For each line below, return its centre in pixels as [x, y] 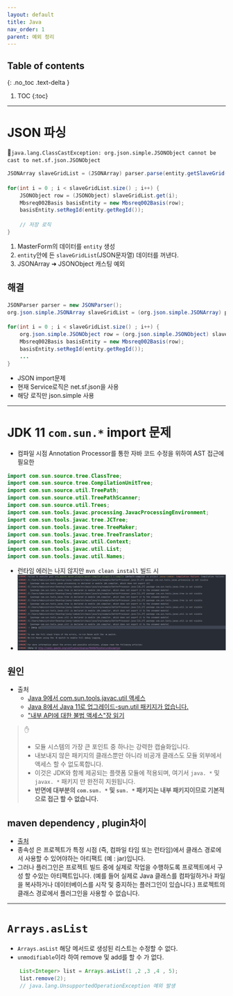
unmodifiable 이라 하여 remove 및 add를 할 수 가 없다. [90, 957]
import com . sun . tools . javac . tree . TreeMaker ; [72, 527]
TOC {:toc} [33, 96]
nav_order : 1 [26, 29]
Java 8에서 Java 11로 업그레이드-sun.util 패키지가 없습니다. [108, 707]
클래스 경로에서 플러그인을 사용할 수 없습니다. [78, 893]
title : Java [24, 22]
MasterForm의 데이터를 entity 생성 [66, 246]
